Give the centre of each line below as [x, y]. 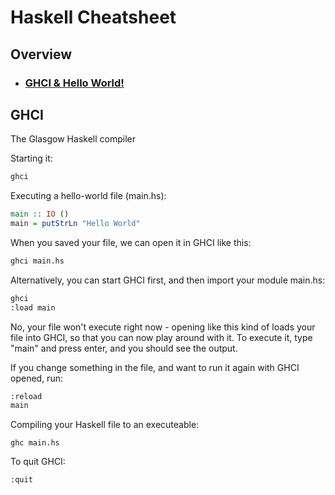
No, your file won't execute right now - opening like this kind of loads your [163, 327]
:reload [26, 396]
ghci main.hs [37, 261]
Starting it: [31, 158]
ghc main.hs [35, 443]
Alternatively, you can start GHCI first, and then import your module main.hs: [168, 280]
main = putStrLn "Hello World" [75, 224]
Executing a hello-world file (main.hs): [88, 196]
